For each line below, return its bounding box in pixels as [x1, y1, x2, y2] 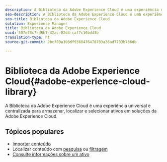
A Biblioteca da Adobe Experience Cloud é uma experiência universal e [5, 103, 151, 108]
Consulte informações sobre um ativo [12, 151, 89, 157]
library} [5, 86, 37, 97]
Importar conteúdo [12, 141, 51, 147]
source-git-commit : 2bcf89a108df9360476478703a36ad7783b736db [5, 40, 137, 45]
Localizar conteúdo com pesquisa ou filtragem [12, 146, 108, 152]
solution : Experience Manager [5, 21, 68, 26]
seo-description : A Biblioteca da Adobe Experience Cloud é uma [5, 12, 141, 17]
